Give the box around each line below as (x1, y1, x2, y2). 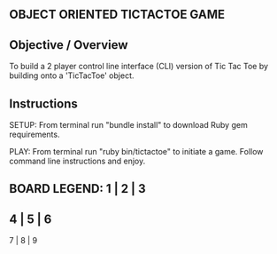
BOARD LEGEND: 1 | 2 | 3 (9, 181, 146, 196)
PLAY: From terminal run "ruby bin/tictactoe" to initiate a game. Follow (9, 147, 264, 157)
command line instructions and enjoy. (9, 155, 146, 167)
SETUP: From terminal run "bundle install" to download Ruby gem (9, 120, 248, 131)
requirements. (9, 129, 60, 140)
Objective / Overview (9, 37, 128, 52)
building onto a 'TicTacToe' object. (9, 70, 135, 81)
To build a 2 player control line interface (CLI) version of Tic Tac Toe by (9, 61, 268, 72)
